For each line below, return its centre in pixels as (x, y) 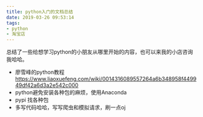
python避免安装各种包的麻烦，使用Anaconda (71, 92)
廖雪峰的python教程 (40, 72)
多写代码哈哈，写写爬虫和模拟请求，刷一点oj (70, 107)
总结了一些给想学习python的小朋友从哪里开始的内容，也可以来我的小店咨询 (100, 52)
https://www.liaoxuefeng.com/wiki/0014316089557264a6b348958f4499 (106, 79)
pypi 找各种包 (32, 100)
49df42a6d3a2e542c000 (47, 85)
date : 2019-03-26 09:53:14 (40, 17)
